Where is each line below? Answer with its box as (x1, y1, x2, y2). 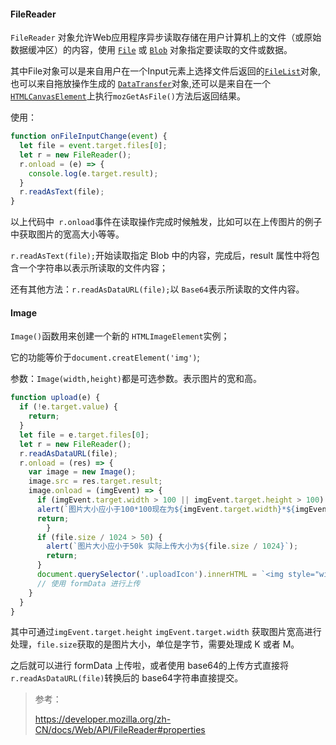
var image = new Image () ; (28, 467, 137, 477)
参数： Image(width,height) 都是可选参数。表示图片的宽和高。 (10, 373, 263, 385)
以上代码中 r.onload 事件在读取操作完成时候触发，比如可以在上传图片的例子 (10, 216, 323, 228)
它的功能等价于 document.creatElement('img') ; (10, 351, 200, 364)
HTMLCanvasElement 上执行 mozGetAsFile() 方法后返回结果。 (10, 90, 246, 102)
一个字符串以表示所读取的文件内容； (18, 262, 168, 274)
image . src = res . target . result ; (28, 476, 163, 487)
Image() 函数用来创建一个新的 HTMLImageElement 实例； (10, 330, 230, 342)
